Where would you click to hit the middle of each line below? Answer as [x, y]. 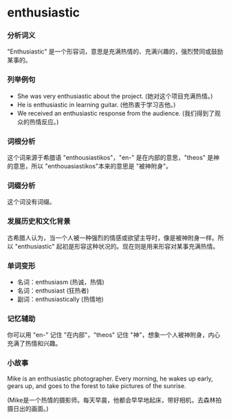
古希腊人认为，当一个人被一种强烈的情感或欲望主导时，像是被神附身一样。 [112, 238]
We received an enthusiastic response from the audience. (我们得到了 [116, 113]
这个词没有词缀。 [31, 202]
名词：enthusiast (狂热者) [53, 291]
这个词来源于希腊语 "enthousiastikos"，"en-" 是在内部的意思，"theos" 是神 [113, 158]
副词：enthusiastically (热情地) [60, 299]
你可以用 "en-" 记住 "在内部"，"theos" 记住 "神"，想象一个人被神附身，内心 [114, 335]
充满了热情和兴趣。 [34, 343]
